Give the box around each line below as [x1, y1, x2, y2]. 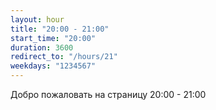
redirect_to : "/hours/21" [10, 52, 118, 62]
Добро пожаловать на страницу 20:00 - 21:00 [10, 89, 207, 100]
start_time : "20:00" [10, 33, 97, 43]
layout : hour [10, 14, 65, 25]
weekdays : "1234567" [10, 61, 97, 71]
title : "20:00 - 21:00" [10, 24, 110, 34]
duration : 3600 [10, 42, 74, 53]
